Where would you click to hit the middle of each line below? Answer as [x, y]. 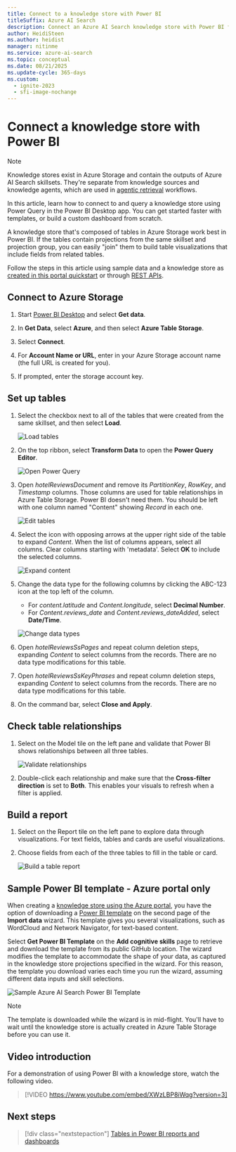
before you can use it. [39, 1035]
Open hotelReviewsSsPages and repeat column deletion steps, [108, 647]
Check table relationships [65, 727]
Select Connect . [41, 341]
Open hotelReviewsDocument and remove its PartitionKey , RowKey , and [122, 485]
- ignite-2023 [34, 86]
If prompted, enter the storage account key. [80, 376]
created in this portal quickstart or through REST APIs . [85, 275]
